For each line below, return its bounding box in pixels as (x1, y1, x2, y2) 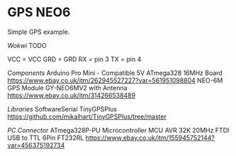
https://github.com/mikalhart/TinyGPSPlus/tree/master (7, 112, 167, 121)
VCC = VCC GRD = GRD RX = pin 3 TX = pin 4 (7, 54, 142, 64)
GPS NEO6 (7, 4, 71, 20)
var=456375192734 (7, 140, 65, 149)
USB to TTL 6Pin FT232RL (7, 133, 84, 142)
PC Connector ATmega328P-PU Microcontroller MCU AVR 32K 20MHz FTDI (7, 126, 230, 134)
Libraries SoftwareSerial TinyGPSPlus (7, 104, 117, 113)
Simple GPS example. (7, 28, 70, 36)
